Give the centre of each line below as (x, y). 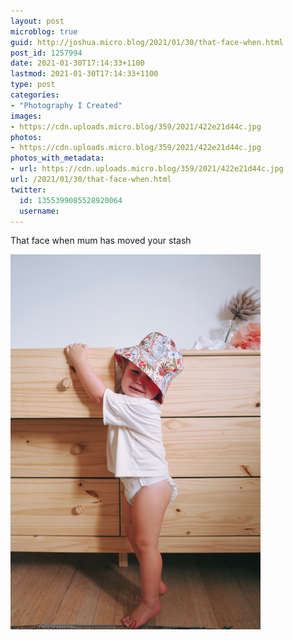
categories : (35, 95)
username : (39, 211)
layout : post (37, 21)
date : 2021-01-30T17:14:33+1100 (77, 63)
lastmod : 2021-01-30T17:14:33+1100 (84, 74)
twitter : (28, 190)
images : (26, 116)
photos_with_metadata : (57, 158)
